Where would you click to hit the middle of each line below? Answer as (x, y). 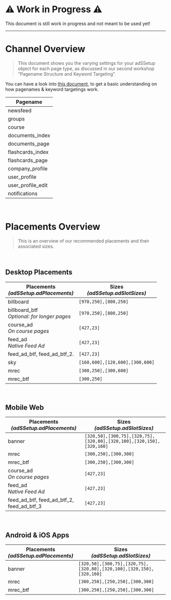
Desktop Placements (39, 272)
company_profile (28, 169)
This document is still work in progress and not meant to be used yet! (78, 23)
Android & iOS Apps (37, 535)
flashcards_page (28, 160)
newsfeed (20, 110)
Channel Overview (45, 49)
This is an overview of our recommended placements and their (83, 241)
